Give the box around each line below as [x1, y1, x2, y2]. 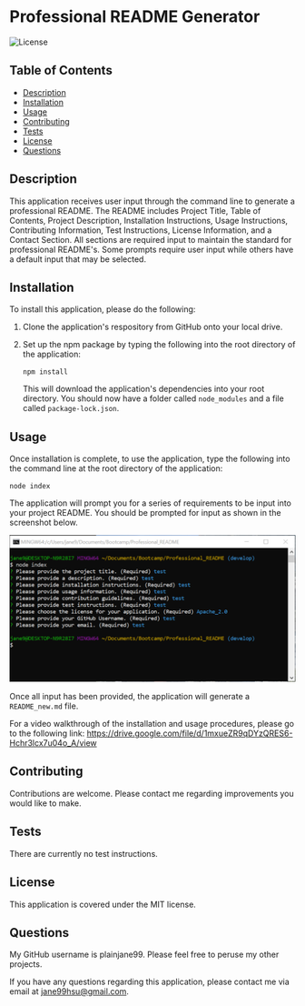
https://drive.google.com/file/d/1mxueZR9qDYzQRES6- [86, 728, 293, 739]
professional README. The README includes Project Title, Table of [9, 205, 261, 216]
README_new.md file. [9, 700, 79, 711]
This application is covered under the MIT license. [9, 899, 197, 910]
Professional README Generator [9, 6, 261, 27]
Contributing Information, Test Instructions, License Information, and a [9, 225, 272, 236]
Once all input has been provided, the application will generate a [9, 691, 251, 702]
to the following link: [9, 728, 85, 739]
